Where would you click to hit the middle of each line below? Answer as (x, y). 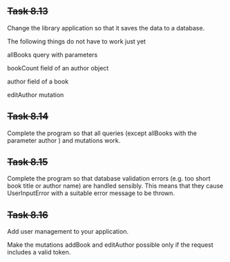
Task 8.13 (28, 11)
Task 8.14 (28, 117)
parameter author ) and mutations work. (64, 140)
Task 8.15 (28, 162)
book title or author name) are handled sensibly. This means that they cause (115, 186)
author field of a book (38, 81)
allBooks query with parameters (52, 54)
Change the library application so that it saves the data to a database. (106, 28)
